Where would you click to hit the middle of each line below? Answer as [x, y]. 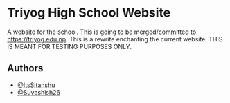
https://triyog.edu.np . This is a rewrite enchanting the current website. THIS [115, 39]
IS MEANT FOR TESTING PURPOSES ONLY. [70, 46]
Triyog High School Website [89, 13]
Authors [25, 68]
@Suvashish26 [39, 92]
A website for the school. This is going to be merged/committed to [102, 32]
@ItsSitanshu [36, 85]
